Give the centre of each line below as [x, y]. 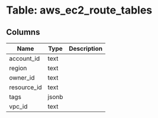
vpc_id [18, 106]
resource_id [26, 87]
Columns [23, 32]
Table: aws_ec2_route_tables [79, 10]
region [18, 68]
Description [86, 49]
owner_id [22, 78]
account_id [25, 58]
